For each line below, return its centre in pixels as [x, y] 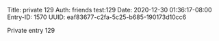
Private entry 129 [31, 30]
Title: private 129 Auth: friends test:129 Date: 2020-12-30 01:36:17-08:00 [109, 10]
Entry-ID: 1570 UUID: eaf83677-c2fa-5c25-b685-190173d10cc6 [97, 17]
